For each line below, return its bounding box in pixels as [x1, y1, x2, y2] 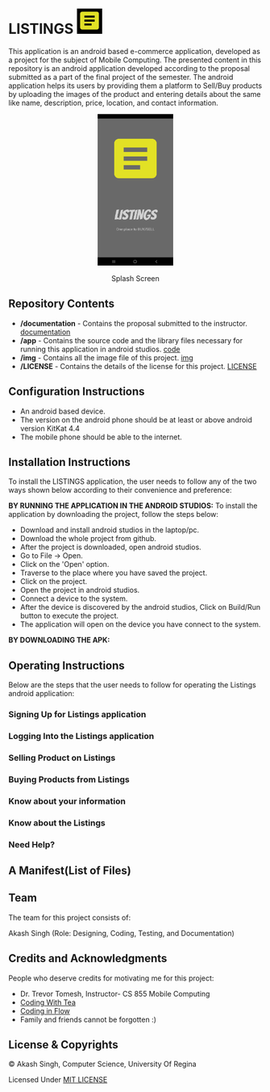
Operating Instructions [8, 658, 125, 672]
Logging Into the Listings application [8, 731, 155, 742]
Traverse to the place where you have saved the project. [19, 568, 208, 577]
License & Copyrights [8, 1038, 118, 1052]
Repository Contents [8, 297, 115, 311]
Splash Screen [111, 273, 160, 283]
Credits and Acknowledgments [8, 951, 168, 965]
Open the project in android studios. [19, 586, 140, 595]
